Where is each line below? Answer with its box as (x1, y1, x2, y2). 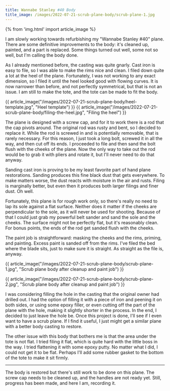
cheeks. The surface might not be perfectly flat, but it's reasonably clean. (5, 219, 158, 225)
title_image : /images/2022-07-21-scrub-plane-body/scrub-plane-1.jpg (5, 12, 155, 17)
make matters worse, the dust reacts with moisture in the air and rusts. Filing (5, 177, 165, 183)
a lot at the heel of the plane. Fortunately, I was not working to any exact (5, 72, 156, 79)
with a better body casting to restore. (5, 323, 82, 329)
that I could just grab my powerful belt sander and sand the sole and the (5, 214, 156, 220)
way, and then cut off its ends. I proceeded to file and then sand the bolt (5, 140, 156, 147)
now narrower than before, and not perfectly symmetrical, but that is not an (5, 83, 162, 89)
